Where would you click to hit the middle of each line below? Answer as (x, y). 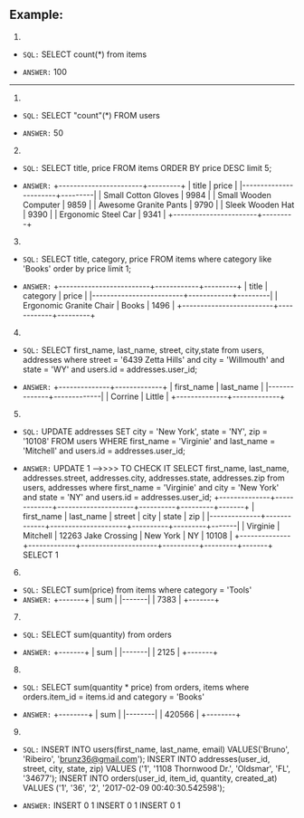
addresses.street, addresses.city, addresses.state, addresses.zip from (153, 478)
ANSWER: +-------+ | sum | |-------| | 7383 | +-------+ (121, 599)
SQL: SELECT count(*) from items (85, 54)
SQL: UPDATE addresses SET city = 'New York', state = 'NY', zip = (145, 431)
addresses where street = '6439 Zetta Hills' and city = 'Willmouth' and (153, 359)
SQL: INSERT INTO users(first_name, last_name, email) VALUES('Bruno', (156, 749)
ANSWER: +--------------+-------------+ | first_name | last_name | (143, 386)
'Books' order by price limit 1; (76, 268)
